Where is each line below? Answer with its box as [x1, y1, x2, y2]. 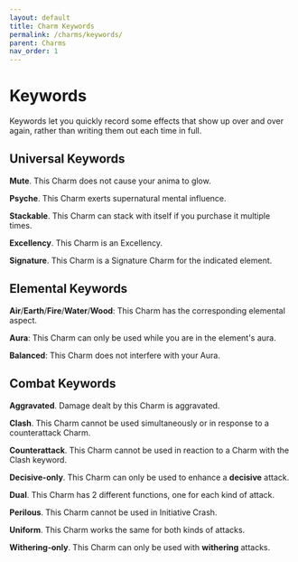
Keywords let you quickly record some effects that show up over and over [9, 116, 284, 126]
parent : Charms [9, 38, 67, 48]
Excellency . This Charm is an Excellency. [9, 237, 163, 248]
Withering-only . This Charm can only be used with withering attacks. [9, 541, 271, 552]
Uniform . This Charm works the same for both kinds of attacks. [9, 524, 246, 535]
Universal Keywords [9, 151, 126, 167]
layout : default [9, 13, 70, 23]
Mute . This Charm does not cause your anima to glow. [9, 175, 211, 186]
